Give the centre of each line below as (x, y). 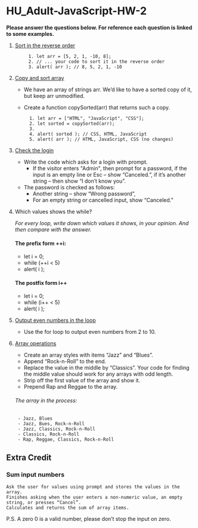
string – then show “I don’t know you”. (79, 181)
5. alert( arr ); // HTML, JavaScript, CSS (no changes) (101, 139)
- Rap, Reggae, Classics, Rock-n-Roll (66, 439)
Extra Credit (29, 457)
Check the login (34, 150)
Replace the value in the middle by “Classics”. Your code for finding (106, 368)
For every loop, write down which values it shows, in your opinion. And (102, 223)
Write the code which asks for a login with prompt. (86, 162)
